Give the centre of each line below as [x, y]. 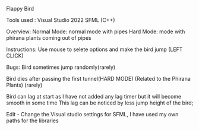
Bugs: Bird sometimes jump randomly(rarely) [61, 67]
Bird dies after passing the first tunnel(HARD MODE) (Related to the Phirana [99, 79]
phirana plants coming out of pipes [49, 38]
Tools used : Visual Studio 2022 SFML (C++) [61, 20]
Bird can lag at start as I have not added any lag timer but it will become [94, 96]
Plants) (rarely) [24, 85]
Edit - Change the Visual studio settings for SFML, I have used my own [92, 114]
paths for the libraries [32, 121]
